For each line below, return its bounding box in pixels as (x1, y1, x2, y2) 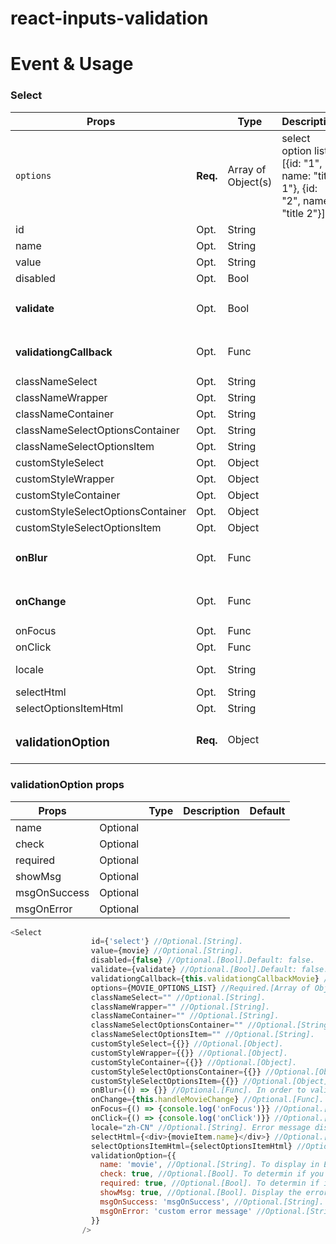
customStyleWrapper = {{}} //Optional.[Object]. (90, 1048, 288, 1058)
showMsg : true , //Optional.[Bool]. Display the (99, 1188, 302, 1198)
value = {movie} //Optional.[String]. (90, 946, 244, 956)
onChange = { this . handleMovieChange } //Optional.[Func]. (90, 1095, 325, 1105)
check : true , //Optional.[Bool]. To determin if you (99, 1169, 325, 1179)
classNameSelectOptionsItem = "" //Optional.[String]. (90, 1030, 315, 1040)
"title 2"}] (281, 206, 326, 220)
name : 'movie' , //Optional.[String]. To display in (99, 1160, 320, 1170)
